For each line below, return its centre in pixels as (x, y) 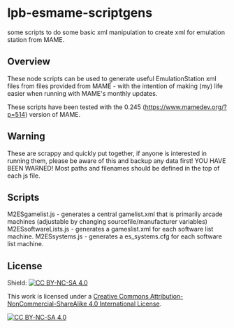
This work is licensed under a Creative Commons (78, 297)
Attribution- (167, 297)
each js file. (24, 176)
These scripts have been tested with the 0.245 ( (76, 107)
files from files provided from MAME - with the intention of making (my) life (115, 86)
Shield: (17, 283)
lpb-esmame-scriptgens (80, 13)
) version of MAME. (53, 114)
